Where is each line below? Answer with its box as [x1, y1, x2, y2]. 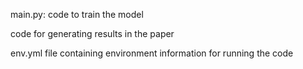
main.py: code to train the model [10, 9, 144, 20]
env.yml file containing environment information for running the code [10, 47, 294, 59]
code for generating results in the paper [10, 28, 175, 39]
